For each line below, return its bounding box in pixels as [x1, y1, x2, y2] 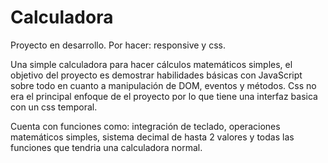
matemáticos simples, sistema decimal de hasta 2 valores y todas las [10, 131, 295, 143]
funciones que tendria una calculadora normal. [10, 141, 203, 153]
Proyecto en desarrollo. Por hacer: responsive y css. [10, 39, 226, 51]
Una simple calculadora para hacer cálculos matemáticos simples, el [10, 58, 293, 70]
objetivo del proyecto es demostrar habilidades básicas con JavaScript [10, 69, 303, 81]
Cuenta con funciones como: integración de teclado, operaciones [10, 120, 281, 132]
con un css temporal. [10, 101, 98, 113]
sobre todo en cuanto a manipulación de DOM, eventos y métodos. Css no [10, 79, 317, 91]
